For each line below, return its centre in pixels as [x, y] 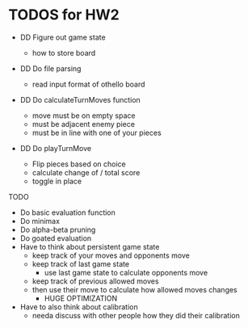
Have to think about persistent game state [90, 246]
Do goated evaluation [56, 238]
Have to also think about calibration [79, 307]
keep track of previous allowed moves [95, 281]
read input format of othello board [88, 84]
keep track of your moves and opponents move [111, 255]
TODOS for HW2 [64, 15]
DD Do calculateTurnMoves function [80, 99]
